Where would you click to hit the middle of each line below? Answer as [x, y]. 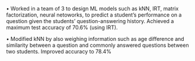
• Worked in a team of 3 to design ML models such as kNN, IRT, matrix [92, 9]
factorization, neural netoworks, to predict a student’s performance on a [94, 15]
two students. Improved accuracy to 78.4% [59, 52]
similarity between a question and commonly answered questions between [97, 45]
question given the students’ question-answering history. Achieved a [90, 21]
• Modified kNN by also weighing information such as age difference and [95, 39]
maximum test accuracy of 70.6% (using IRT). [62, 27]
